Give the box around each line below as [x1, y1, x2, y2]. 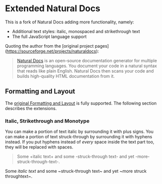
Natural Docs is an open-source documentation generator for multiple [17, 57, 157, 63]
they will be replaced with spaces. [5, 144, 73, 150]
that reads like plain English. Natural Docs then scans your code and [17, 68, 154, 74]
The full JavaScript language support [12, 34, 87, 39]
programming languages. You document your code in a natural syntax [17, 63, 157, 69]
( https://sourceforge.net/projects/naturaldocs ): [5, 48, 99, 54]
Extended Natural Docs [5, 3, 101, 14]
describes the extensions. [5, 105, 57, 111]
